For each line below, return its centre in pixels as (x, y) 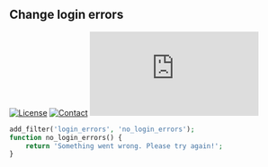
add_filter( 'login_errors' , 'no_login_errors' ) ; (102, 129)
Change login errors (67, 15)
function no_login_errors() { (66, 137)
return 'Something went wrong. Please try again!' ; (124, 146)
